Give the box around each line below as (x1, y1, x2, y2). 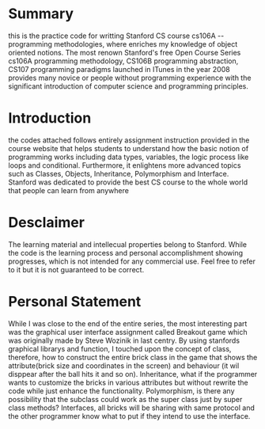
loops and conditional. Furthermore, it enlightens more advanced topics (8, 160, 241, 170)
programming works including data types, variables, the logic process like (8, 152, 249, 161)
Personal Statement (8, 293, 142, 310)
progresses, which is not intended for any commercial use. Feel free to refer (8, 256, 256, 266)
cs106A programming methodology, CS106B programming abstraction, (8, 56, 239, 66)
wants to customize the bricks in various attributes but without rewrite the (8, 378, 248, 387)
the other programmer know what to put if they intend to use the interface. (8, 411, 251, 420)
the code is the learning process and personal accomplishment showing (8, 248, 244, 257)
